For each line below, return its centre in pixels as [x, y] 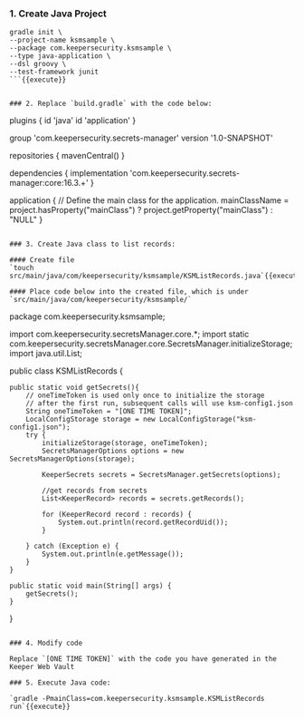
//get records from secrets [95, 491]
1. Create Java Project [58, 14]
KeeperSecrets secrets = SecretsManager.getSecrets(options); [161, 475]
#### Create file [42, 260]
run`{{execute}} [40, 707]
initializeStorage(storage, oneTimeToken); [125, 443]
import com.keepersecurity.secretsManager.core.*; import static [129, 335]
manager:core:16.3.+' [49, 183]
